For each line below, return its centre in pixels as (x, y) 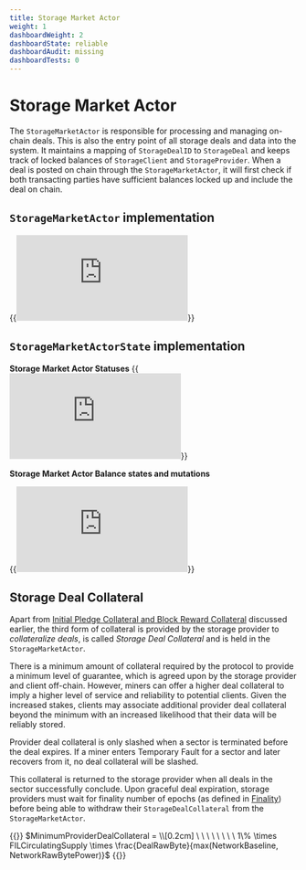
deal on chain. (36, 189)
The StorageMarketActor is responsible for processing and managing (138, 131)
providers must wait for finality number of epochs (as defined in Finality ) (146, 799)
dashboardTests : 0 (44, 60)
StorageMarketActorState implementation (127, 347)
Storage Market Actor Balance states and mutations (110, 473)
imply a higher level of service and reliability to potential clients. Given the (148, 695)
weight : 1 (28, 27)
